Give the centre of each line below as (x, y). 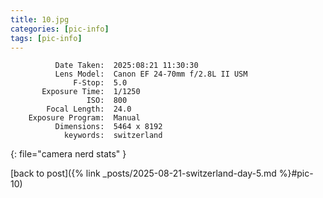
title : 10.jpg (40, 19)
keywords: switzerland (113, 136)
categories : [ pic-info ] (60, 29)
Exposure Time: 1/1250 (91, 92)
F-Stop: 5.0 (100, 83)
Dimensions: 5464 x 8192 (108, 127)
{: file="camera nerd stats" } (68, 154)
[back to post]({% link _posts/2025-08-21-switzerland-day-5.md (143, 173)
